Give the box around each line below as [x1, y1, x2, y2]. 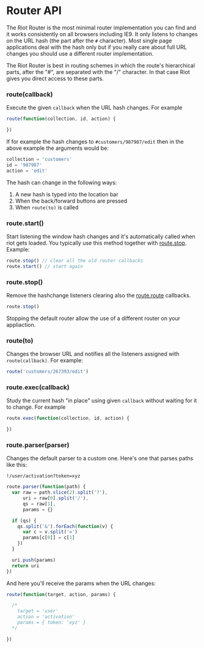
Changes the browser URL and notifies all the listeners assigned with [6, 350, 180, 358]
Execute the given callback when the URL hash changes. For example [6, 104, 183, 111]
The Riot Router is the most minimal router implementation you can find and [6, 24, 197, 31]
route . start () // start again [6, 263, 84, 269]
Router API [6, 4, 62, 18]
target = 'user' [17, 608, 59, 614]
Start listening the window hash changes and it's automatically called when [6, 233, 195, 240]
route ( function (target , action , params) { [6, 591, 116, 597]
